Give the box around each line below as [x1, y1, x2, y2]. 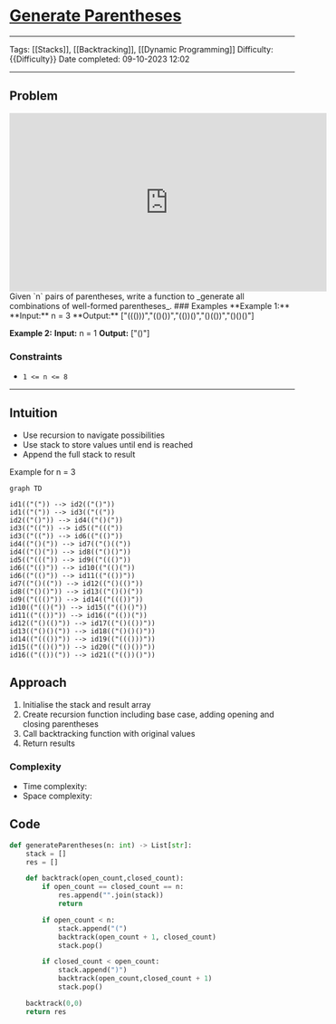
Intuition [9, 405, 58, 421]
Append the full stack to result [22, 449, 136, 459]
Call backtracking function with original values [22, 728, 196, 739]
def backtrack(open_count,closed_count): [25, 874, 184, 884]
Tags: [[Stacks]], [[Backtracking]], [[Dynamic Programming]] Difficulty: [9, 43, 274, 54]
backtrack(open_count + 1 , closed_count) [57, 932, 217, 942]
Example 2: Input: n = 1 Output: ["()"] [9, 327, 150, 338]
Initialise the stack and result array [22, 699, 151, 710]
